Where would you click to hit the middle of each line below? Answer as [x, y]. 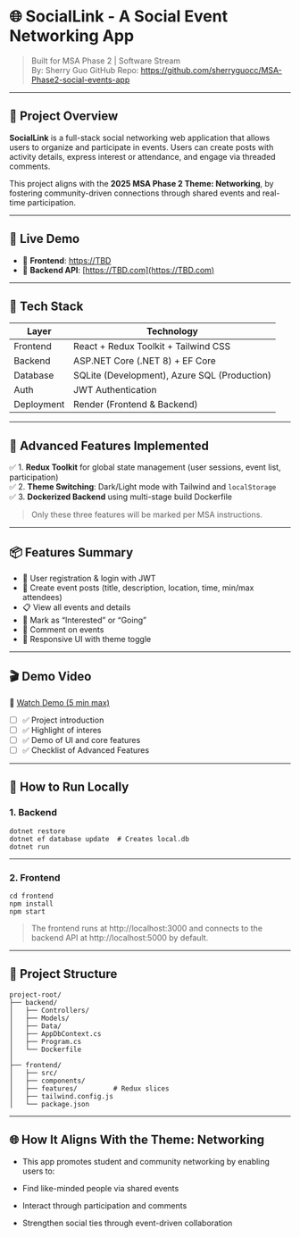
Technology [172, 331]
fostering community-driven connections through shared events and [135, 193]
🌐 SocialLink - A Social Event [119, 17]
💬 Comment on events [63, 630]
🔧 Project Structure [63, 974]
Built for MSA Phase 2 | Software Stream [106, 61]
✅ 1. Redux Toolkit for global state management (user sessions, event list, [145, 467]
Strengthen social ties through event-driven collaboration [127, 1223]
